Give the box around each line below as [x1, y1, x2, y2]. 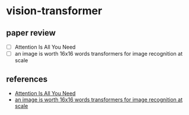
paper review [6, 28, 56, 38]
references [6, 74, 48, 84]
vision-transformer [6, 4, 102, 18]
